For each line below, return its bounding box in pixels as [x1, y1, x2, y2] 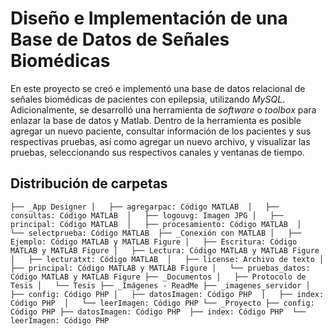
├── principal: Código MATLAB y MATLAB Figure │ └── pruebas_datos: [10, 263, 311, 273]
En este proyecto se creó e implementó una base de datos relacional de [10, 82, 306, 94]
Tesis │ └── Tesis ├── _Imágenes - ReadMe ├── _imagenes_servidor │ [10, 280, 311, 291]
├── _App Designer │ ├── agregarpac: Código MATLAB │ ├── [10, 202, 280, 212]
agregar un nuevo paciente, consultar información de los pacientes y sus [10, 125, 312, 137]
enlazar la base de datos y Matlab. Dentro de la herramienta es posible [10, 114, 302, 126]
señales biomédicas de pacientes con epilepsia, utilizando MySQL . [10, 93, 286, 105]
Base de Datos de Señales [10, 28, 230, 51]
